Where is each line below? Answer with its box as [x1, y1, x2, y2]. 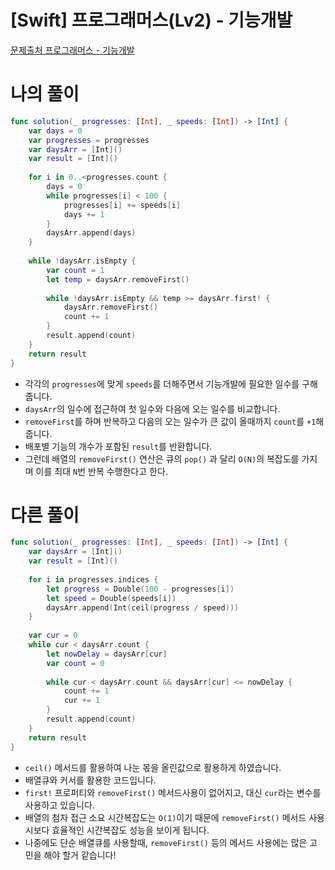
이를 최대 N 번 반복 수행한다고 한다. [35, 465, 168, 477]
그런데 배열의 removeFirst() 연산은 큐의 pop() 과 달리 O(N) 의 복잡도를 [24, 452, 300, 465]
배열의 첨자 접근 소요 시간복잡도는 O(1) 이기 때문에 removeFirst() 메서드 [24, 811, 307, 823]
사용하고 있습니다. [24, 799, 95, 811]
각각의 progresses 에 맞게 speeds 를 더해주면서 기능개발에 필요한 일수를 [24, 377, 300, 390]
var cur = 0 [28, 631, 78, 641]
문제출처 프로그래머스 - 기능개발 [10, 44, 135, 56]
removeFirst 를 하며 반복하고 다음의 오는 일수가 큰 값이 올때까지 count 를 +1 [24, 415, 317, 427]
